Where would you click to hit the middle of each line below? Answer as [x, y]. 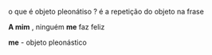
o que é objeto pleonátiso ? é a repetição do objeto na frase [106, 12]
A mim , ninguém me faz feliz [57, 27]
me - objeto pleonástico [48, 42]
